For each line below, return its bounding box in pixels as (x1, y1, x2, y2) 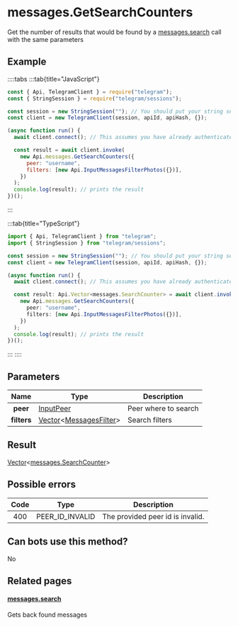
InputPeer (38, 403, 72, 413)
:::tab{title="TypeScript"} (7, 219, 80, 228)
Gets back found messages (7, 610, 87, 619)
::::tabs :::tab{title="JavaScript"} (7, 74, 101, 83)
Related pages (7, 575, 72, 587)
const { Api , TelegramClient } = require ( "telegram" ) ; (7, 88, 173, 96)
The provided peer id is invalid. (102, 511, 205, 521)
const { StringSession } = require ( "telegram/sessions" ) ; (7, 95, 182, 102)
